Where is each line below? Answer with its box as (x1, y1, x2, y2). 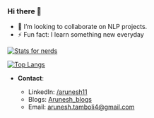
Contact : (17, 74, 45, 83)
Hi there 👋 (7, 6, 42, 16)
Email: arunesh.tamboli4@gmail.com (28, 102, 135, 112)
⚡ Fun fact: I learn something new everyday (17, 30, 145, 39)
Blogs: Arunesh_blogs (28, 95, 92, 104)
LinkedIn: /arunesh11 (28, 88, 88, 96)
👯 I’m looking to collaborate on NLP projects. (17, 23, 148, 31)
